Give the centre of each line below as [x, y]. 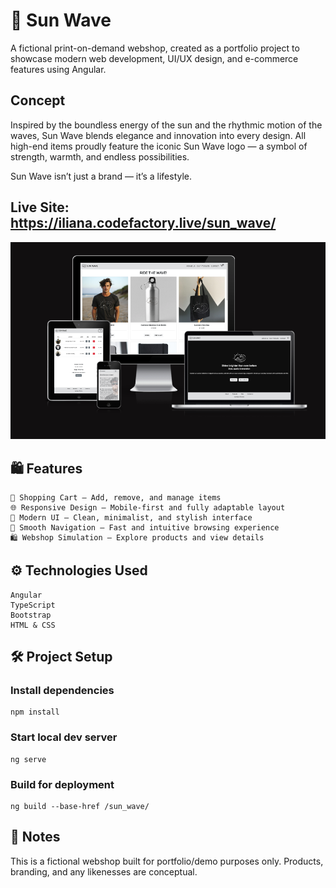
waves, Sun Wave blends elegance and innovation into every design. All [158, 135]
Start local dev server [64, 737]
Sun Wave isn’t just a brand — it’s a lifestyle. [101, 176]
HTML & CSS [33, 625]
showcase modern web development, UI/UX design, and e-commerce [154, 58]
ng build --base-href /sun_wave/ [80, 807]
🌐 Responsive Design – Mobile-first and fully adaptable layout [148, 507]
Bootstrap [31, 615]
